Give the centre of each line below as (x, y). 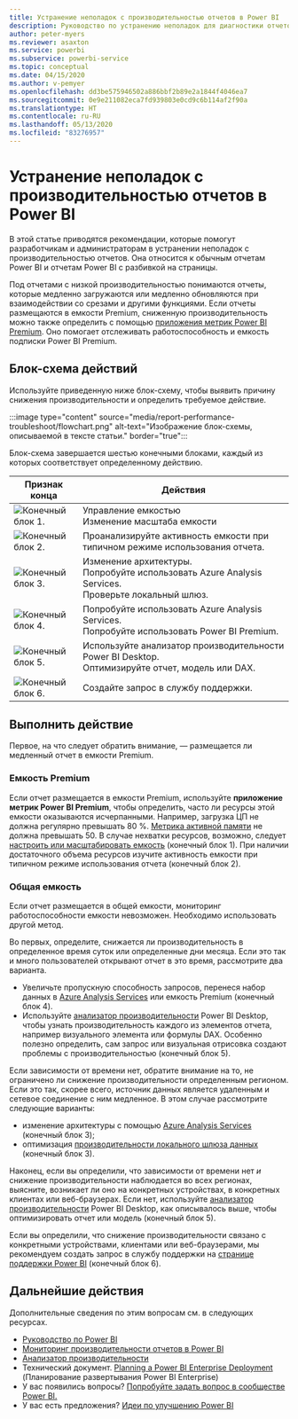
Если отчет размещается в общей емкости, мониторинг (115, 906)
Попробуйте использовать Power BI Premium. (181, 631)
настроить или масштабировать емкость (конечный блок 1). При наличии (149, 844)
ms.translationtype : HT (53, 108)
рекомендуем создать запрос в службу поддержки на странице (132, 1254)
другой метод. (36, 925)
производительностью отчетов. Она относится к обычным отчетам (137, 257)
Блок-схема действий (73, 369)
